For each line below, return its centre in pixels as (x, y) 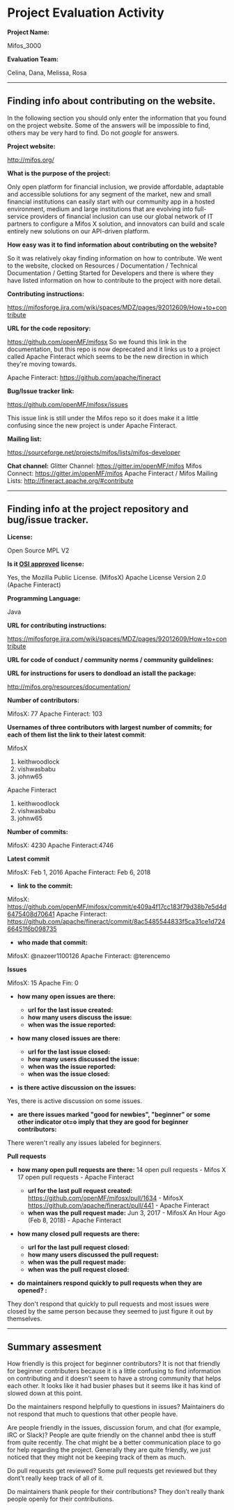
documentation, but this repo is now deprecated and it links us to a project (114, 349)
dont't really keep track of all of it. (56, 1478)
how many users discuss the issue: (80, 1017)
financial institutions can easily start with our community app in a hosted (111, 201)
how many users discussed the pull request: (93, 1254)
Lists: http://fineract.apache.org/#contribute (70, 480)
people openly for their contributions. (61, 1499)
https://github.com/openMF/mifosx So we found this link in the (97, 341)
